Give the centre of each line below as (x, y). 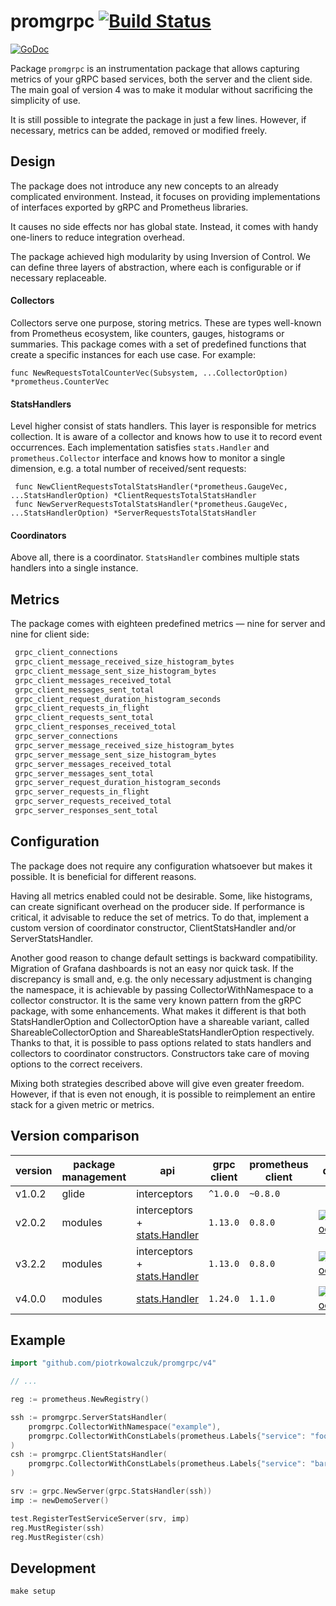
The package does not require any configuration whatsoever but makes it (161, 866)
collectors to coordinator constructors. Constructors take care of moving (160, 1053)
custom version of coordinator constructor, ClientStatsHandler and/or (153, 927)
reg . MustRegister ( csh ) (57, 1537)
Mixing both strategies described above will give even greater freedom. (157, 1083)
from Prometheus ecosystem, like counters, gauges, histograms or (147, 333)
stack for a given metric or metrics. (82, 1104)
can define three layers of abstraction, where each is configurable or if (156, 267)
